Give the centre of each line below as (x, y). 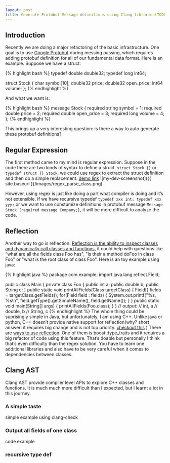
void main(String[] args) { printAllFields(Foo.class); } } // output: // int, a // (81, 306)
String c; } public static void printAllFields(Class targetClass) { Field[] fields (83, 290)
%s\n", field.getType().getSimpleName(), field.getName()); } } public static (82, 300)
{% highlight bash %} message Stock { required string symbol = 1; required (83, 108)
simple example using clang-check (42, 417)
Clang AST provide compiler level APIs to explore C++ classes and (75, 382)
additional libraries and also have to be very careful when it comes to (77, 349)
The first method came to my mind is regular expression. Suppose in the (80, 162)
